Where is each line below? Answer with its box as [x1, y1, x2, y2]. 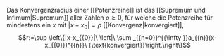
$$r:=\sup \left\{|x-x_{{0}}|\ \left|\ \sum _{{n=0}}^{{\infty [18, 33, 182, 41]
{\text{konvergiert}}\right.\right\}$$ [88, 41, 191, 49]
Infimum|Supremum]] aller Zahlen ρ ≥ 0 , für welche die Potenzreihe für [6, 13, 213, 22]
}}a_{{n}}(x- [182, 33, 218, 41]
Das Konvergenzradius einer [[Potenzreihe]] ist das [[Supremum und [6, 6, 206, 14]
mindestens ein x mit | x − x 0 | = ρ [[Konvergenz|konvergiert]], [6, 21, 184, 31]
